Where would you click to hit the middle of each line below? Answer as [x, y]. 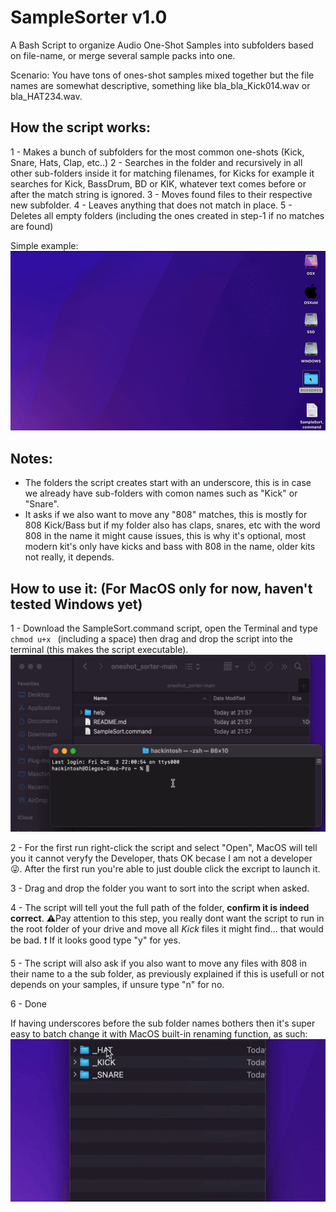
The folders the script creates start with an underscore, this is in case [168, 483]
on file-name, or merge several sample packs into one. [123, 55]
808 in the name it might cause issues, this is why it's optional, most [165, 536]
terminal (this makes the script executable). [99, 649]
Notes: [31, 458]
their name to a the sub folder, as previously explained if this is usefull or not [167, 974]
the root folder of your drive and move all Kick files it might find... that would [167, 929]
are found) [32, 226]
